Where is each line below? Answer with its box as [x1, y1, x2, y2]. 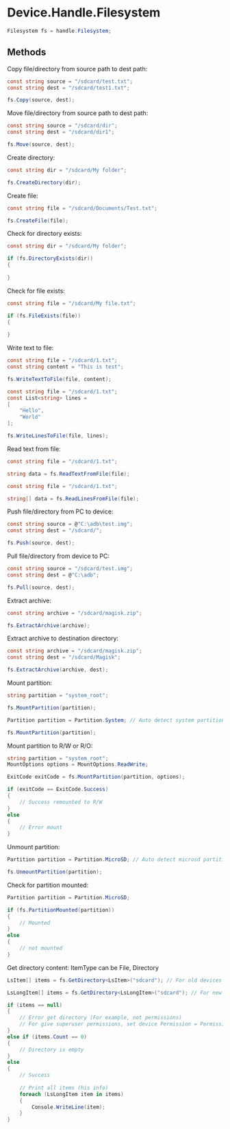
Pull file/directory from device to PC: [7, 552, 110, 560]
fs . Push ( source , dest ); [7, 539, 75, 546]
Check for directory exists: [7, 230, 82, 238]
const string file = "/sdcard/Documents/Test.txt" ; [7, 204, 157, 212]
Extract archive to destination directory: [7, 634, 118, 642]
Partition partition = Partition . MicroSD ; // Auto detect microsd [7, 856, 201, 863]
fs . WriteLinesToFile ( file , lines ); [7, 433, 109, 439]
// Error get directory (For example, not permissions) [19, 1015, 183, 1021]
